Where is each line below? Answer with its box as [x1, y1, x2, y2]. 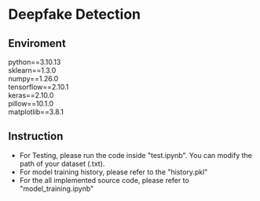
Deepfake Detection [8, 5, 141, 23]
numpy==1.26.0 [8, 74, 59, 83]
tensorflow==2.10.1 [8, 82, 69, 92]
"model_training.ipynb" [19, 184, 94, 193]
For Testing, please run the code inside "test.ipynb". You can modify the [19, 150, 253, 160]
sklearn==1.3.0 [8, 66, 57, 75]
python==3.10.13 [8, 57, 61, 66]
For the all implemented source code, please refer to [19, 175, 190, 185]
